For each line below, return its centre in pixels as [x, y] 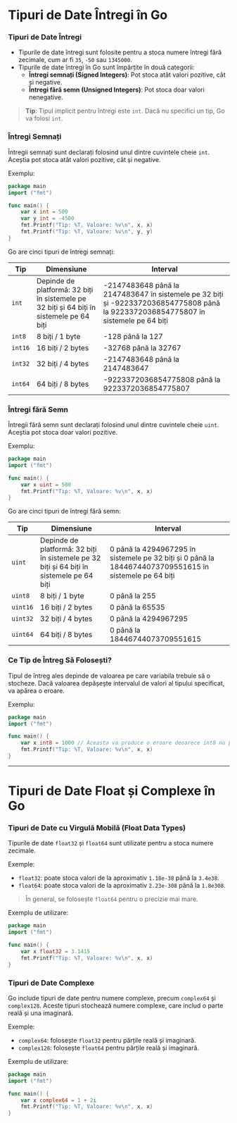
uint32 [23, 619]
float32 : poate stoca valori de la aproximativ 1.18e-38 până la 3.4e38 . [119, 878]
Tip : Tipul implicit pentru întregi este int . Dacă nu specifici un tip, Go [125, 111]
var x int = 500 [45, 212]
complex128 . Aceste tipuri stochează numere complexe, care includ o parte [116, 1005]
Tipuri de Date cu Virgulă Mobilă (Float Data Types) [97, 828]
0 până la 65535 [137, 607]
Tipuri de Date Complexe [51, 983]
